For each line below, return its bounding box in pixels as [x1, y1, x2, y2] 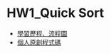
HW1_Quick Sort [6, 5, 105, 21]
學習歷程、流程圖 [16, 29, 68, 37]
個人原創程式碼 [16, 37, 61, 47]
